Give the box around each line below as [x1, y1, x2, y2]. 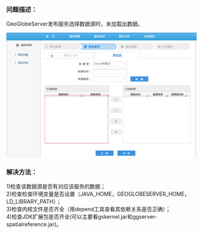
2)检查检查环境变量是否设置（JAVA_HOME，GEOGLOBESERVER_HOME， [6, 190, 190, 198]
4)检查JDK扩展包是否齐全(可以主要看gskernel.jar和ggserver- [6, 213, 158, 221]
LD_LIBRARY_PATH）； [6, 198, 62, 206]
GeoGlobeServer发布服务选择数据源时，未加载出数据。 [6, 20, 143, 28]
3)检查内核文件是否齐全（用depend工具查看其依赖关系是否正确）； [6, 206, 171, 213]
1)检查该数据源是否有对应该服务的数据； [6, 183, 106, 190]
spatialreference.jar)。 [6, 221, 62, 228]
